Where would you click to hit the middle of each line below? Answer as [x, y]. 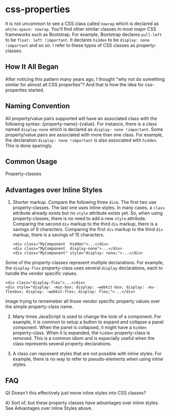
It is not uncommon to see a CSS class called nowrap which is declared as [82, 24]
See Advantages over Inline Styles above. [49, 408]
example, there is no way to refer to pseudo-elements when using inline [88, 359]
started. [36, 90]
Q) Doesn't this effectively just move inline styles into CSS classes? [76, 393]
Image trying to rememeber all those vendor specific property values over [83, 301]
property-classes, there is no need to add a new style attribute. [79, 219]
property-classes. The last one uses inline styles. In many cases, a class [89, 207]
